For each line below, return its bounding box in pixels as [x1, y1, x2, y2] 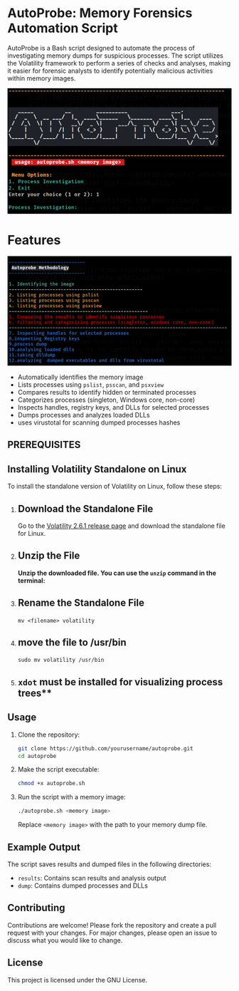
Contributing [7, 902, 65, 914]
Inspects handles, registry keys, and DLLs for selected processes [17, 403, 210, 411]
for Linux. [17, 529, 46, 537]
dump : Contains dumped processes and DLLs [17, 881, 148, 890]
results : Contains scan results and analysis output [17, 873, 166, 882]
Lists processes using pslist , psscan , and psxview [17, 380, 164, 389]
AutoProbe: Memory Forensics [7, 5, 193, 21]
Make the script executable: [17, 765, 100, 774]
